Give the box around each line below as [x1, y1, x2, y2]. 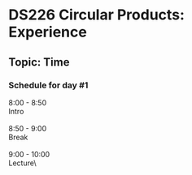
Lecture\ [8, 158, 37, 168]
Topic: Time [8, 55, 70, 69]
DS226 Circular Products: [8, 6, 185, 24]
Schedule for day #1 [8, 79, 89, 91]
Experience [8, 23, 87, 41]
